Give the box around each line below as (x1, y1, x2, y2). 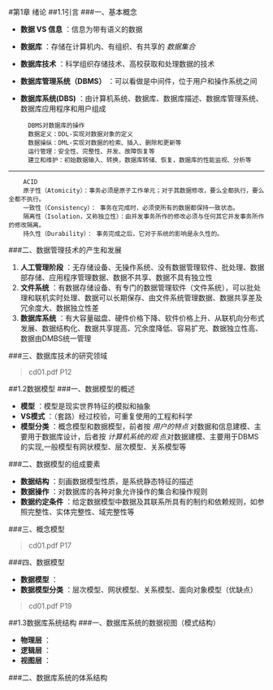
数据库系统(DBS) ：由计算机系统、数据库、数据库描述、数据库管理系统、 (19, 94, 263, 103)
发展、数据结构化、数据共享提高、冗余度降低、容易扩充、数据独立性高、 (19, 324, 262, 333)
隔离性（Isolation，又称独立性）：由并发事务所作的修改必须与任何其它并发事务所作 (23, 212, 265, 221)
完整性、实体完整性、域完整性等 (27, 507, 135, 517)
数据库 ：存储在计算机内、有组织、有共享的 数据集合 (19, 41, 196, 51)
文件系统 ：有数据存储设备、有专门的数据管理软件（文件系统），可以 (19, 283, 247, 292)
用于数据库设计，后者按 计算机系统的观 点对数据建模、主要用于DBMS (27, 432, 259, 441)
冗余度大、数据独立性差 (19, 304, 99, 312)
